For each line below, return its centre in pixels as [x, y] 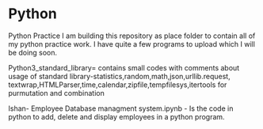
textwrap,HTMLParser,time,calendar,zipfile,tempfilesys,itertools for [118, 85]
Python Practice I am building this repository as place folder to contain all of [132, 36]
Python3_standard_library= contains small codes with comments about [124, 67]
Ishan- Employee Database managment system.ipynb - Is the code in [121, 108]
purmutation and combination [56, 93]
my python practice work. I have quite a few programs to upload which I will [132, 44]
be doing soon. [33, 52]
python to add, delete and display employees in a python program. [116, 116]
